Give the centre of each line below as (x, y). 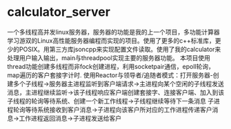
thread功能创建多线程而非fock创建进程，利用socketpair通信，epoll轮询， (111, 66)
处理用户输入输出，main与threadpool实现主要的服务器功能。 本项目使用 (109, 58)
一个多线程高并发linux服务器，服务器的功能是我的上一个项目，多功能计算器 (113, 32)
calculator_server (59, 12)
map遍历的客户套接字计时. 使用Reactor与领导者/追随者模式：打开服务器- (110, 75)
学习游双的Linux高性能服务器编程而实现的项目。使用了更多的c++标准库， (111, 40)
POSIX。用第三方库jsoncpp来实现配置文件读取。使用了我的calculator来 (120, 49)
